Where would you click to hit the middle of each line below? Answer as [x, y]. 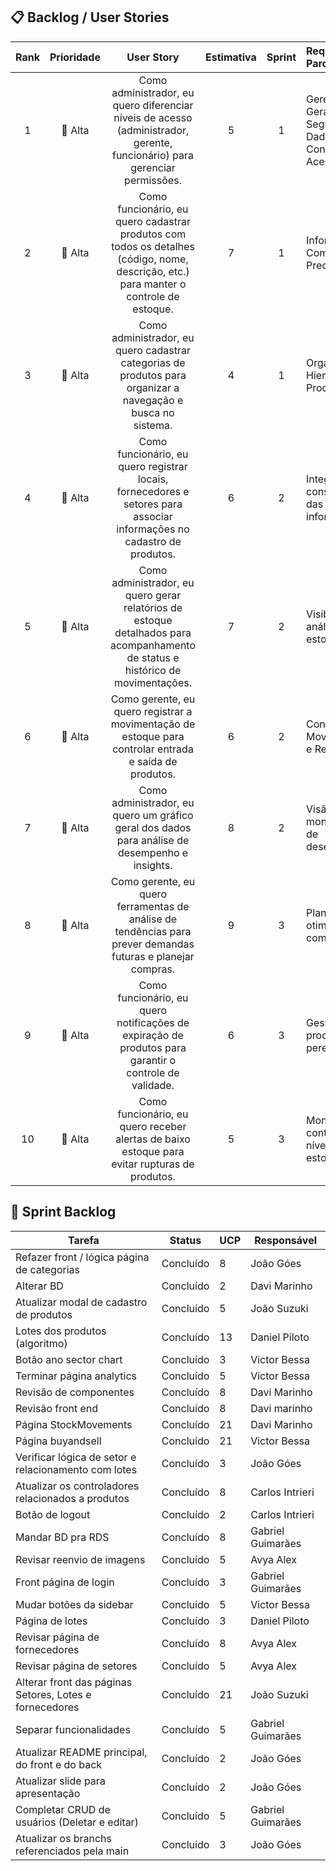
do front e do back [59, 1764]
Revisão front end [57, 1408]
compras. [153, 969]
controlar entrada [153, 749]
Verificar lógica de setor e [76, 1457]
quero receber [153, 1126]
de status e [153, 657]
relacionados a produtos [72, 1498]
